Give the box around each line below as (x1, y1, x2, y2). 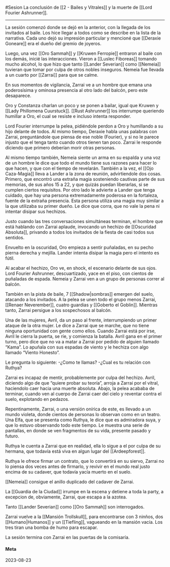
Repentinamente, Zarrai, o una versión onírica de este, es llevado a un (5, 406, 151, 412)
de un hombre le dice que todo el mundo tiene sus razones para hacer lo (5, 160, 157, 166)
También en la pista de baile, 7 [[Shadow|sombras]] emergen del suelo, (5, 291, 154, 297)
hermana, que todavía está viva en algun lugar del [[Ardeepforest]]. (5, 448, 146, 454)
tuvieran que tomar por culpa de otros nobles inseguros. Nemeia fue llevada (5, 67, 164, 73)
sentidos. (5, 235, 25, 240)
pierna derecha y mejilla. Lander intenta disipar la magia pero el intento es (5, 250, 159, 256)
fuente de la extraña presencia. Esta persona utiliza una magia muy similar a (5, 198, 164, 204)
